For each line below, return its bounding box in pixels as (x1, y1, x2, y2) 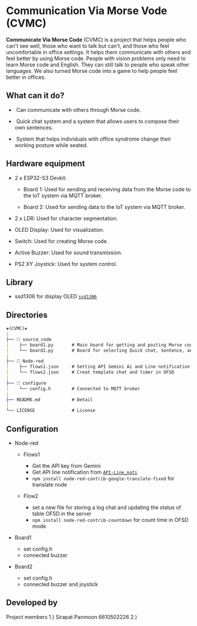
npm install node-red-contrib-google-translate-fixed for (32, 475, 175, 482)
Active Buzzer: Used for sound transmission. (14, 249, 123, 256)
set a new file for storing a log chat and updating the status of (32, 504, 182, 511)
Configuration (6, 424, 59, 434)
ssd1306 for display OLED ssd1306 (14, 293, 97, 300)
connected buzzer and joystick (23, 581, 98, 588)
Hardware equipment (6, 159, 85, 169)
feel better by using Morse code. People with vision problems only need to (6, 55, 186, 62)
